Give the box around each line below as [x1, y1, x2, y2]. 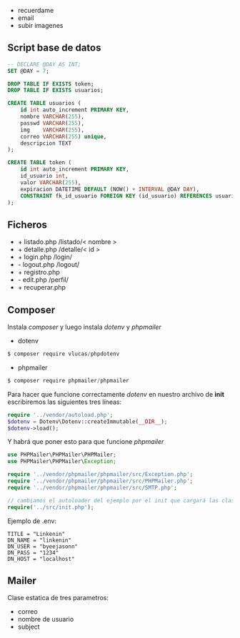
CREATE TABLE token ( [7, 159, 72, 166]
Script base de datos [7, 42, 101, 54]
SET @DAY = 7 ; [7, 67, 50, 74]
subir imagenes [17, 21, 64, 29]
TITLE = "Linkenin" [7, 530, 66, 537]
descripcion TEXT [20, 139, 72, 147]
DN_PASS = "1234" [7, 549, 59, 556]
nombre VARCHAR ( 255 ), [20, 113, 84, 121]
